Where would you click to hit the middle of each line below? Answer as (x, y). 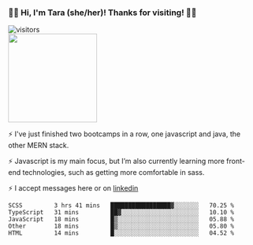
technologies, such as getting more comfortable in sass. (113, 173)
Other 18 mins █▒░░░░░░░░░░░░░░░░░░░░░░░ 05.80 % (121, 226)
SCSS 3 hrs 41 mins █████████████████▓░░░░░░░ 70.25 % (121, 206)
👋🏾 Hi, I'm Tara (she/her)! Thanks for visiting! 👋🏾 (102, 13)
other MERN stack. (39, 146)
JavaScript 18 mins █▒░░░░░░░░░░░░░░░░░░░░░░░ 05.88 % (121, 220)
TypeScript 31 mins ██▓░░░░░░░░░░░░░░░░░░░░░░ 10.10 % (121, 213)
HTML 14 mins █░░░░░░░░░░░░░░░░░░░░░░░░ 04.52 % (121, 233)
